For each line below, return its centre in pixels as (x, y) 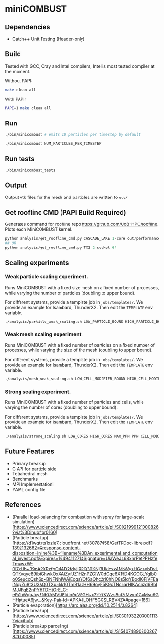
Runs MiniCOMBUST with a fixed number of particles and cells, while (74, 402)
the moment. (18, 71)
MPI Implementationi (33, 484)
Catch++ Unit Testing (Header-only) (48, 39)
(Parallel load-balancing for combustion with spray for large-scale (78, 517)
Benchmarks (25, 479)
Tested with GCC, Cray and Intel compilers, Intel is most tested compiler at (80, 66)
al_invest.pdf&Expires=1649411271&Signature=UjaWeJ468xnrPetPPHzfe (85, 558)
